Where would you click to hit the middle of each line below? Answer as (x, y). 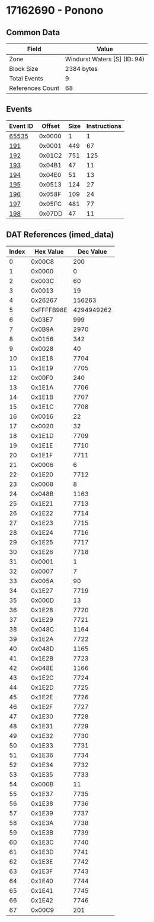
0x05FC (50, 204)
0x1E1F (42, 455)
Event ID (21, 126)
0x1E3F (42, 871)
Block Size (24, 69)
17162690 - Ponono (55, 10)
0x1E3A (42, 823)
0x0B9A (43, 329)
